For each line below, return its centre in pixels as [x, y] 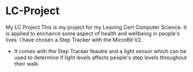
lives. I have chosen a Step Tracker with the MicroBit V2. [74, 40]
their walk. [27, 64]
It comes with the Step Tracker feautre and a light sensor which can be [100, 51]
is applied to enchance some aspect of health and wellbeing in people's [93, 33]
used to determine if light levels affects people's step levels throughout [100, 57]
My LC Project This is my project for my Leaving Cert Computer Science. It [96, 27]
